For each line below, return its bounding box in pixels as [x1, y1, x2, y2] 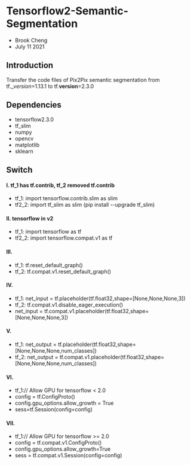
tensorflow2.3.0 [14, 115, 54, 123]
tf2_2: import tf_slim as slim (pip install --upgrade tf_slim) [14, 201, 155, 209]
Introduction [6, 60, 54, 71]
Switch [6, 164, 33, 175]
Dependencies [6, 100, 61, 110]
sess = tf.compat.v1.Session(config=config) [14, 452, 122, 459]
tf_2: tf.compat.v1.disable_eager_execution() [14, 301, 124, 308]
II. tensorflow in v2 [6, 215, 54, 222]
